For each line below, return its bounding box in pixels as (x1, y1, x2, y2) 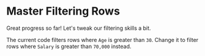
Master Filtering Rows (6, 4, 121, 18)
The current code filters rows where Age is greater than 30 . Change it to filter (6, 36, 199, 43)
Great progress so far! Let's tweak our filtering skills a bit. (6, 24, 151, 32)
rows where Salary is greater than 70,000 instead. (6, 43, 132, 50)
